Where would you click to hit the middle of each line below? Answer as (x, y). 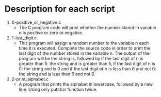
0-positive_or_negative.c (36, 22)
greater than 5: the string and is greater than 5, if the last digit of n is (87, 64)
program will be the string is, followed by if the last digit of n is (81, 58)
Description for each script (60, 9)
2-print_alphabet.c (30, 79)
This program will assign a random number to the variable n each (84, 43)
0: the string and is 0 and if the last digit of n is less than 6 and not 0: (87, 68)
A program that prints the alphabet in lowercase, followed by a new (86, 84)
